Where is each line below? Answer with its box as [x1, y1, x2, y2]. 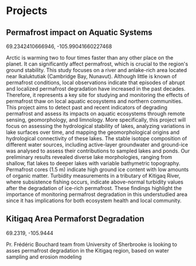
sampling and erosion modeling [6, 253, 82, 260]
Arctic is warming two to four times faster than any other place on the [6, 54, 174, 61]
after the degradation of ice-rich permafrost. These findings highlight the [6, 185, 182, 191]
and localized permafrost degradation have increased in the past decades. [6, 85, 186, 92]
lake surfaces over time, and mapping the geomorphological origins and [6, 129, 180, 136]
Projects [6, 4, 48, 18]
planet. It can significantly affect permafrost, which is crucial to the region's [6, 60, 188, 67]
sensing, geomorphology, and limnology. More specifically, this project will [6, 116, 186, 123]
